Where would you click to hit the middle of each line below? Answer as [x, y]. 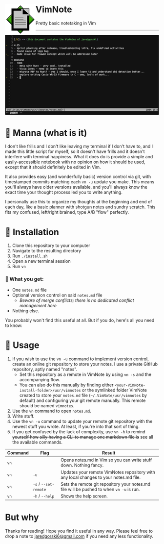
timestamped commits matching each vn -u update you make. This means [80, 182]
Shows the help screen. [84, 496]
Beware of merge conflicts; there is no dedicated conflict [77, 300]
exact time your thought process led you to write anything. [64, 192]
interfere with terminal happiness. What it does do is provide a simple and [79, 157]
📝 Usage [22, 345]
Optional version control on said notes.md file [57, 295]
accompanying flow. [40, 379]
